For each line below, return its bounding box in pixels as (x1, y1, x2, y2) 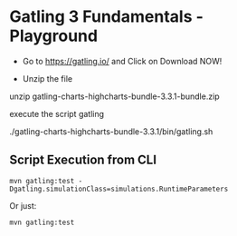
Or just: (9, 200, 37, 211)
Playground (9, 25, 98, 46)
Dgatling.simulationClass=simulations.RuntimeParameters (9, 184, 229, 193)
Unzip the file (22, 73, 73, 84)
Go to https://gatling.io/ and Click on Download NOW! (22, 55, 223, 66)
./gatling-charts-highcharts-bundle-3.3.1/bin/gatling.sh (9, 125, 213, 137)
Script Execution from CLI (9, 152, 156, 168)
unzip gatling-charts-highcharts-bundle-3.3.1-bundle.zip (9, 91, 220, 102)
